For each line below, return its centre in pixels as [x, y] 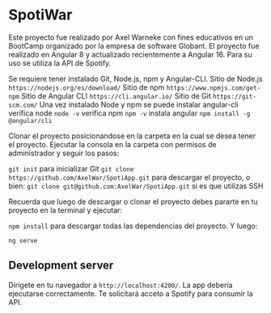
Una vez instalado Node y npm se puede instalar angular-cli [139, 104]
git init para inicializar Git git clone [71, 168]
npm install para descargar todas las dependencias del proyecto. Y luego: [133, 226]
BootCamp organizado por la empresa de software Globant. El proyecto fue [134, 45]
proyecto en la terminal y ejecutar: [66, 210]
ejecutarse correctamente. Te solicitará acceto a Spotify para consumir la [131, 294]
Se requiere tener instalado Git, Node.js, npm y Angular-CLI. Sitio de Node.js [135, 78]
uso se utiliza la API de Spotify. [60, 63]
